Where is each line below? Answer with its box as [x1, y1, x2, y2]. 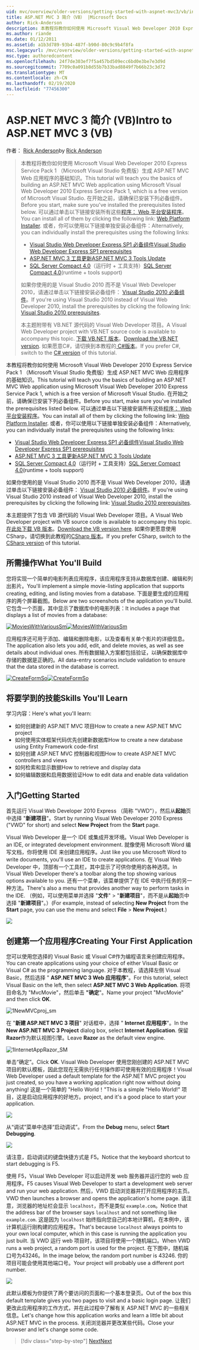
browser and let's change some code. [6, 1326, 99, 1333]
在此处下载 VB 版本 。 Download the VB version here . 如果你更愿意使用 [6, 525, 176, 532]
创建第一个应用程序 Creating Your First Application [6, 936, 193, 946]
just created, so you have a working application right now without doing [6, 1079, 181, 1086]
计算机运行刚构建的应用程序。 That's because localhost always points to [6, 1223, 183, 1231]
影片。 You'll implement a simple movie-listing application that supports [11, 582, 185, 589]
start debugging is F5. [6, 1160, 60, 1168]
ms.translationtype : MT [6, 70, 65, 75]
